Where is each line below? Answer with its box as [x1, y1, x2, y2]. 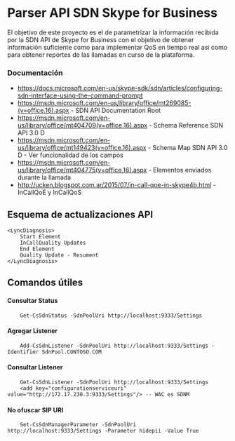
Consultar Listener [7, 363, 63, 372]
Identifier [7, 348, 39, 355]
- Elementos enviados [148, 166, 212, 175]
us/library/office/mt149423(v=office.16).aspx [17, 144, 147, 152]
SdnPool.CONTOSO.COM [41, 348, 102, 355]
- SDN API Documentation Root [70, 107, 161, 115]
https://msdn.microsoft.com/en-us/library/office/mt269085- [17, 99, 192, 107]
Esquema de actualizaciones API [7, 208, 153, 220]
